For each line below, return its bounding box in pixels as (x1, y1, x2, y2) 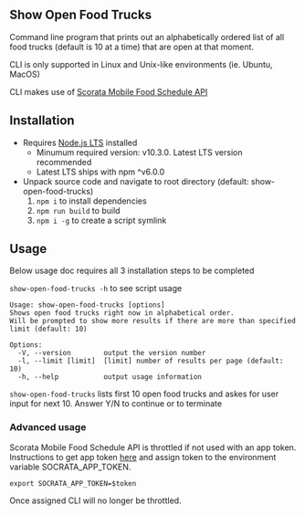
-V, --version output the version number (17, 349, 206, 358)
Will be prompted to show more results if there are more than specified (9, 317, 297, 326)
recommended (36, 156, 92, 167)
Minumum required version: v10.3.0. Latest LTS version (36, 146, 243, 158)
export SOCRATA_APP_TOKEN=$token (9, 478, 137, 488)
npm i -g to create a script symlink (36, 215, 167, 226)
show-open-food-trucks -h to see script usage (9, 283, 183, 294)
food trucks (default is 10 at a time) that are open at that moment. (9, 41, 254, 52)
